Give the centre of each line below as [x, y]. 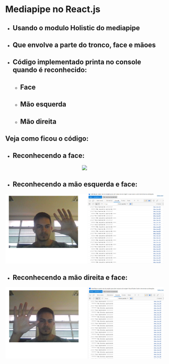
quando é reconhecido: [50, 70]
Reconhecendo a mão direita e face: [70, 278]
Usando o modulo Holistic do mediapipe [76, 28]
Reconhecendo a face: [48, 156]
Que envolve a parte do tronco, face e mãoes [84, 45]
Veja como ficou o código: [47, 138]
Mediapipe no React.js [53, 9]
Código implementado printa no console [77, 62]
